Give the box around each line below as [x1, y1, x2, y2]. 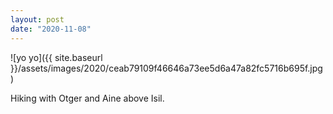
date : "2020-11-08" [10, 24, 92, 34]
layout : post [10, 14, 65, 25]
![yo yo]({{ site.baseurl [10, 51, 103, 63]
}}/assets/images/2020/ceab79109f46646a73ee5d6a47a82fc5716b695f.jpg [10, 62, 323, 74]
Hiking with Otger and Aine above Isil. [10, 92, 165, 104]
